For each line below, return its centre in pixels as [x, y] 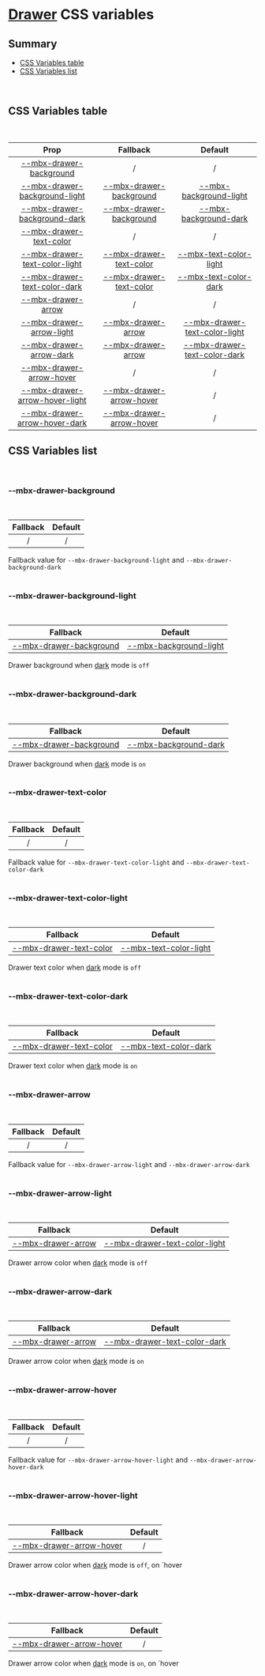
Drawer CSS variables [81, 15]
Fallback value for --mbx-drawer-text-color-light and [96, 862]
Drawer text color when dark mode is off [75, 968]
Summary [33, 44]
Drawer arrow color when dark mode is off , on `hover [95, 1565]
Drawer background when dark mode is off [79, 665]
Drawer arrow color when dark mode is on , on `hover [93, 1663]
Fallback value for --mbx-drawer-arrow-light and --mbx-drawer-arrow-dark [129, 1164]
